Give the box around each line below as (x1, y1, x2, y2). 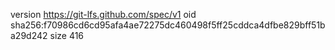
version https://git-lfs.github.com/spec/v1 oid (10, 9, 197, 20)
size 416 (49, 30, 85, 41)
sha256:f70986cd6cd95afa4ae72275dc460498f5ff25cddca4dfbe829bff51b (10, 19, 326, 31)
